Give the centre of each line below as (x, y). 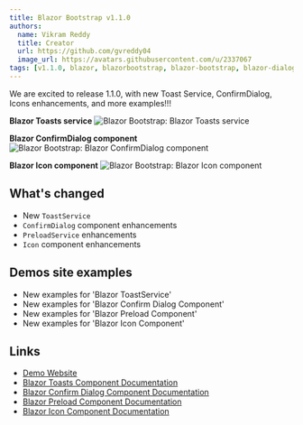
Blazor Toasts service (51, 120)
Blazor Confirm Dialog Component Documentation (115, 393)
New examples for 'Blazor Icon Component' (103, 323)
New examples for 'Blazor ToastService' (97, 294)
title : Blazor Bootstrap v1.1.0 (70, 18)
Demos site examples (71, 273)
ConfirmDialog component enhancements (100, 225)
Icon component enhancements (82, 244)
